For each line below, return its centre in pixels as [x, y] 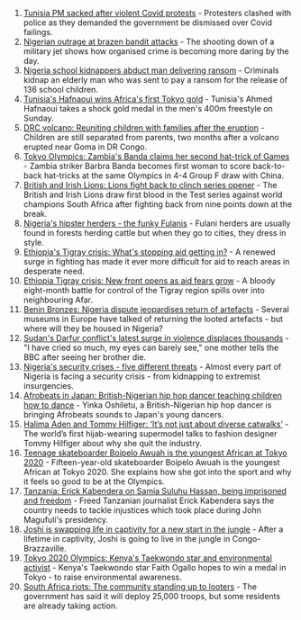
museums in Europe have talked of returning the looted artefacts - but [153, 319]
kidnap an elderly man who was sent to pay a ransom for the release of [155, 80]
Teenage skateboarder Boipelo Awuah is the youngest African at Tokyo [155, 453]
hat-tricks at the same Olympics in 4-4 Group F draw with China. [164, 175]
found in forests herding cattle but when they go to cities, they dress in [155, 233]
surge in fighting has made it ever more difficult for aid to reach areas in [156, 261]
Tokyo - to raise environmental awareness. [103, 577]
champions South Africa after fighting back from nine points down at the [157, 204]
